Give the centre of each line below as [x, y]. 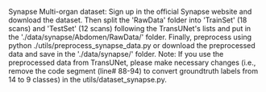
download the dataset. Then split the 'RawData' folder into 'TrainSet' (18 [128, 20]
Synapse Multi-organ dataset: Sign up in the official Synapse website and [130, 12]
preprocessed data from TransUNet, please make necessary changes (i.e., [132, 62]
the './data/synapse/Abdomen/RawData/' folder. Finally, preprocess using [130, 37]
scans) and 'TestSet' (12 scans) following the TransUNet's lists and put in [130, 28]
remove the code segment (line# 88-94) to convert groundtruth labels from [133, 71]
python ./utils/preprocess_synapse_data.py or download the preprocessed [132, 46]
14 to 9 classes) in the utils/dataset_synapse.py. [87, 80]
